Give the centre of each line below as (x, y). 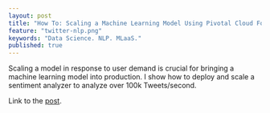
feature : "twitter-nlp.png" (55, 30)
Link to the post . (35, 101)
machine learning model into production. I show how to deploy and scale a (131, 77)
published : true (35, 46)
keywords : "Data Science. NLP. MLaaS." (75, 38)
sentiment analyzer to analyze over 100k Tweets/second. (102, 86)
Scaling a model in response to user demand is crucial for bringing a (121, 68)
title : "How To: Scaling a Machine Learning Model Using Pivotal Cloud (131, 23)
